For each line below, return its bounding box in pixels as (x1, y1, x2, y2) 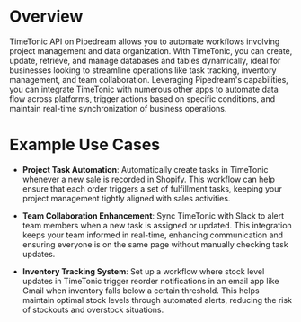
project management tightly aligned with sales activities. (22, 192, 231, 203)
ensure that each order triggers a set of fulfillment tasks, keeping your (22, 183, 283, 194)
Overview (9, 6, 84, 27)
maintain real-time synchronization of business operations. (9, 103, 227, 113)
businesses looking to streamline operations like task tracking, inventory (9, 65, 277, 76)
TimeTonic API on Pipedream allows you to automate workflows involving (9, 36, 280, 47)
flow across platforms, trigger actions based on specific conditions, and (9, 93, 276, 104)
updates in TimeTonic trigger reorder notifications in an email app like (22, 275, 279, 286)
